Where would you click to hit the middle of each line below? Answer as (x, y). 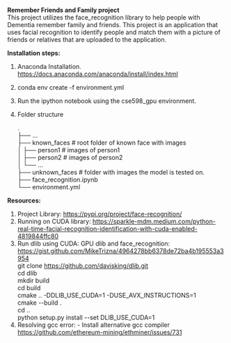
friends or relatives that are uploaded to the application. (87, 40)
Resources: (24, 200)
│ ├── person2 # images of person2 (70, 157)
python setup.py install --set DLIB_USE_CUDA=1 (86, 317)
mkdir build (33, 280)
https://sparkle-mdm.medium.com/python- (154, 221)
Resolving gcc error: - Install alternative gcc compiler (94, 325)
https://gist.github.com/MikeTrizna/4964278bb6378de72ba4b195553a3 (120, 251)
